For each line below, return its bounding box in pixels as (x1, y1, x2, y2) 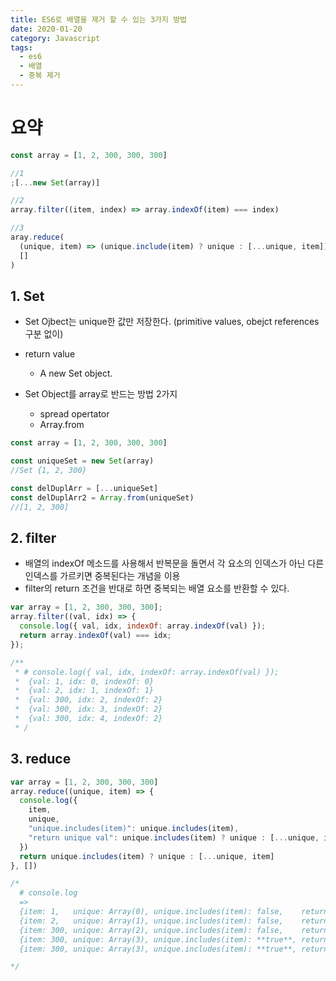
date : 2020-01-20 (10, 24, 83, 34)
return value (24, 348, 76, 360)
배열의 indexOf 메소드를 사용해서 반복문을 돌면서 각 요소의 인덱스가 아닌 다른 (24, 557, 325, 570)
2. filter (10, 530, 57, 547)
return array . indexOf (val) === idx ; (19, 631, 172, 641)
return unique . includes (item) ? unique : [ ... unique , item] (19, 851, 275, 861)
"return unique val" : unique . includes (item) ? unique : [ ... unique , (28, 832, 320, 843)
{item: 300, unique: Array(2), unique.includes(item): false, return (19, 925, 329, 935)
